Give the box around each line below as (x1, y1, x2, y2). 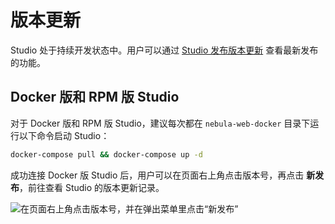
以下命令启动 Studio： (18, 129, 110, 141)
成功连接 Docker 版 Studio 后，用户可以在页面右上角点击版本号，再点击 (10, 169, 305, 181)
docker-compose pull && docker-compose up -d (10, 149, 203, 160)
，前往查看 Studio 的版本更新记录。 (19, 181, 165, 193)
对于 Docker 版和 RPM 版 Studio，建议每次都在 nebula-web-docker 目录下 (10, 117, 311, 129)
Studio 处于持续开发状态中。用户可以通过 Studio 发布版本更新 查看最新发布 (10, 44, 319, 56)
